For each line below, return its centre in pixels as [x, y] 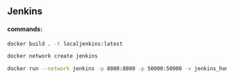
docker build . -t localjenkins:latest [65, 44]
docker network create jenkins [53, 56]
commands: [25, 29]
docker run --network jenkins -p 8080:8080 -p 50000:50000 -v [99, 69]
